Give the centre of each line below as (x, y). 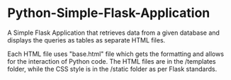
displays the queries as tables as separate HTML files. (86, 40)
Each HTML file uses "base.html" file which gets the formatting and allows (116, 54)
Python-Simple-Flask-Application (109, 13)
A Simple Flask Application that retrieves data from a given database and (113, 33)
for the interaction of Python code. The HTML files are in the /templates (112, 61)
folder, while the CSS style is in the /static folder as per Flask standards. (112, 69)
